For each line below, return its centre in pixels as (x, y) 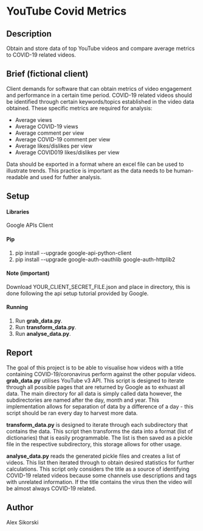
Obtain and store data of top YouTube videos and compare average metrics (101, 48)
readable (17, 177)
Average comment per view (50, 133)
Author (20, 508)
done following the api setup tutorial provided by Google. (77, 293)
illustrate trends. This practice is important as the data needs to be (90, 170)
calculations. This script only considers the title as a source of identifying (98, 469)
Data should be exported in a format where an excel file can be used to (95, 164)
